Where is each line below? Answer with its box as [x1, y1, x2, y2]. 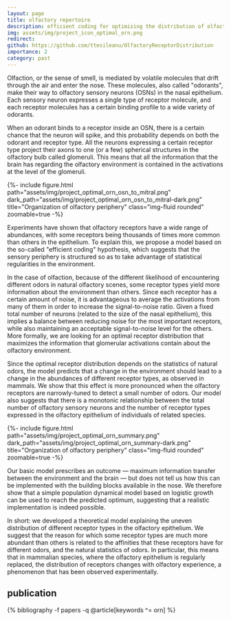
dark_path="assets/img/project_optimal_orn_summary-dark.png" [7, 438, 191, 447]
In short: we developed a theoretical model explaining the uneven [7, 516, 192, 525]
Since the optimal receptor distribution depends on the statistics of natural [7, 359, 218, 368]
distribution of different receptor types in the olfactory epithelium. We [7, 523, 204, 532]
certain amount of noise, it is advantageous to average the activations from [7, 295, 220, 303]
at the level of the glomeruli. [7, 167, 87, 175]
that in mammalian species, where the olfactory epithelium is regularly [7, 553, 206, 561]
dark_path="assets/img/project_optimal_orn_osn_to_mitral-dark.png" [7, 195, 203, 204]
